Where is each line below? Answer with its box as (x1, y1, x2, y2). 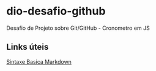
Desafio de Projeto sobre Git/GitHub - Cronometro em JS (6, 24, 150, 32)
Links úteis (6, 42, 49, 52)
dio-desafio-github (6, 4, 106, 18)
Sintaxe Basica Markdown (6, 58, 72, 65)
